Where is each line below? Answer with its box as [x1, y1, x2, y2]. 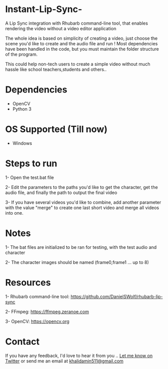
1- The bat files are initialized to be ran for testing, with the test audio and [5, 244, 157, 250]
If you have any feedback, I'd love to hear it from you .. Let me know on [5, 352, 153, 358]
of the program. [5, 51, 38, 57]
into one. [5, 210, 24, 216]
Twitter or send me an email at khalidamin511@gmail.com [5, 358, 124, 364]
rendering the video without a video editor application [5, 25, 117, 31]
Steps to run [5, 158, 58, 169]
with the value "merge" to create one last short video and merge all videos [5, 205, 159, 211]
